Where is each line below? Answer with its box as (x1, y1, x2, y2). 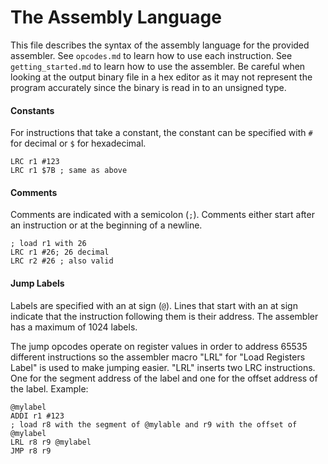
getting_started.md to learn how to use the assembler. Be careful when (10, 60, 306, 72)
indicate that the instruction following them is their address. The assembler (10, 310, 319, 322)
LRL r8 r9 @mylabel (10, 437, 92, 447)
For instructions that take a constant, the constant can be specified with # (10, 127, 313, 139)
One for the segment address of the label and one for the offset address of (10, 372, 318, 384)
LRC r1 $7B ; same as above (10, 166, 128, 176)
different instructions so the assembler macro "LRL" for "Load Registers (10, 351, 306, 363)
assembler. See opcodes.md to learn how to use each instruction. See (10, 49, 293, 61)
